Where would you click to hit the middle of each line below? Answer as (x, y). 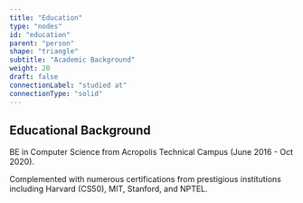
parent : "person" (42, 43)
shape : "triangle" (44, 52)
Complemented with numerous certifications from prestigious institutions (146, 179)
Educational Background (80, 130)
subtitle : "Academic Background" (72, 60)
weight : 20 (30, 69)
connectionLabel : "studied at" (68, 85)
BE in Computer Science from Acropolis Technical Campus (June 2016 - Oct (151, 152)
